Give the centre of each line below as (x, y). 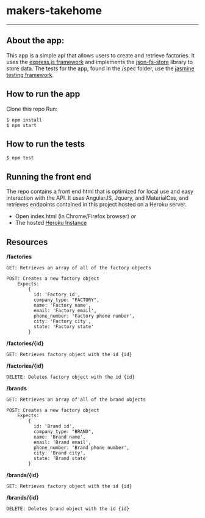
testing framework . (30, 75)
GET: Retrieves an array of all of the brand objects (76, 399)
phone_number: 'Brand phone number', (81, 448)
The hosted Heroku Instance (51, 223)
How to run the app (43, 94)
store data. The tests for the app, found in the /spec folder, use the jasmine (100, 68)
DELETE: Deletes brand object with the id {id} (68, 509)
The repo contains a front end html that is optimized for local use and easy (100, 192)
